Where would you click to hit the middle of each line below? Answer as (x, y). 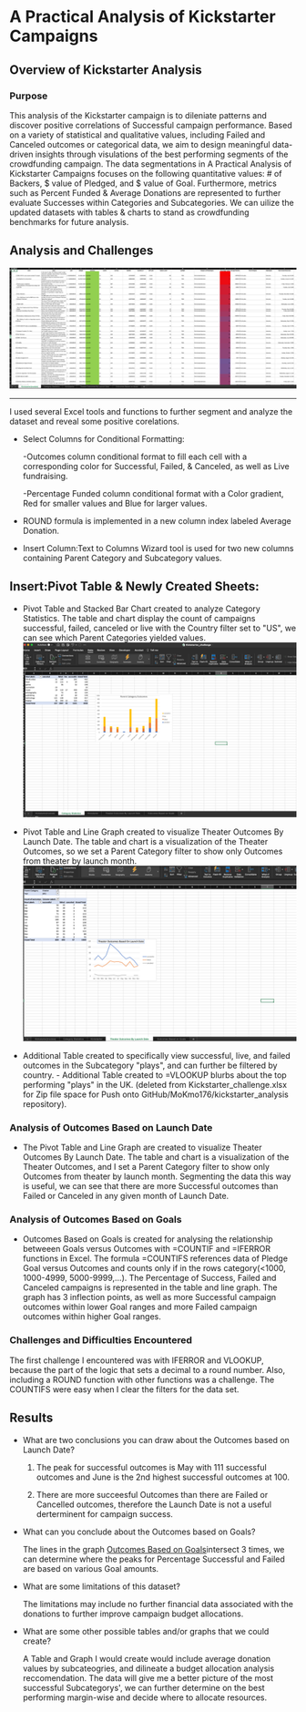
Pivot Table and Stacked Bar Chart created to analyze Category (142, 609)
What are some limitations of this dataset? (101, 1586)
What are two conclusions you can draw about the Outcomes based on (156, 1440)
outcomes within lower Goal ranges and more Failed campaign (140, 1307)
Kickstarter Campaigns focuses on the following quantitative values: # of (146, 173)
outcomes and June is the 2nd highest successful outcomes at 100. (163, 1477)
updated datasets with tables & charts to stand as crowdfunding (129, 212)
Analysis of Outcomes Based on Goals (96, 1220)
